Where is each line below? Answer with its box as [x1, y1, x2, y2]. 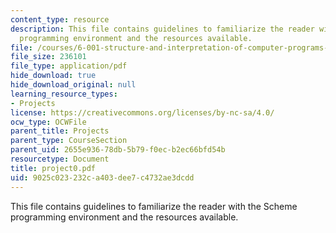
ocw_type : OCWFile [10, 117, 87, 127]
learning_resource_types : [10, 89, 118, 99]
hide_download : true [10, 71, 97, 81]
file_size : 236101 [10, 52, 87, 62]
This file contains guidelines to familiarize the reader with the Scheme [10, 200, 298, 212]
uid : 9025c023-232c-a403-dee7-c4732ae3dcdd [10, 172, 195, 183]
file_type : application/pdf [10, 61, 128, 71]
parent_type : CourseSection [10, 136, 128, 146]
